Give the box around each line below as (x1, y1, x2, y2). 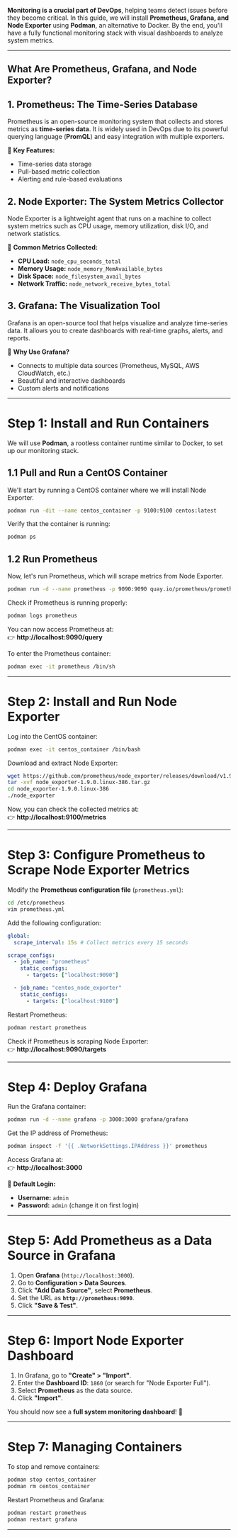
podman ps (7, 533, 37, 541)
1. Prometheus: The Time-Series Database (7, 99, 198, 111)
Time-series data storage (17, 160, 92, 169)
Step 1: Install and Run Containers (7, 415, 210, 432)
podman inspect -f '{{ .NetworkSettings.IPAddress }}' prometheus (7, 1143, 208, 1150)
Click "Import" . (17, 1394, 64, 1402)
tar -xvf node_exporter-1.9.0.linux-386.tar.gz (7, 779, 151, 786)
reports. (7, 333, 30, 342)
